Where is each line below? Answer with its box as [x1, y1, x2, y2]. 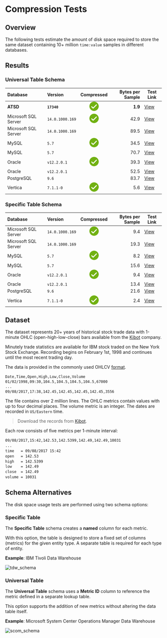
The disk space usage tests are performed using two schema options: [5, 501, 149, 507]
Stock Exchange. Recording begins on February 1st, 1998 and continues [5, 349, 153, 355]
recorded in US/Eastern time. [5, 408, 64, 414]
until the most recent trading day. [5, 354, 73, 361]
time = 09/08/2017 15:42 [5, 448, 61, 453]
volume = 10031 [5, 475, 37, 480]
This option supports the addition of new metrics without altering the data [5, 603, 156, 609]
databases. [5, 47, 28, 53]
